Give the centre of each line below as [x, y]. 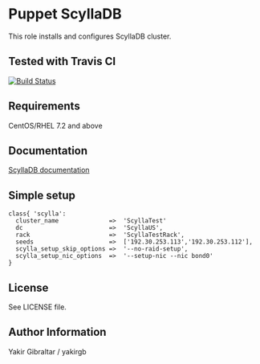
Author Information [57, 332]
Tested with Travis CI [62, 61]
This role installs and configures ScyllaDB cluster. [90, 36]
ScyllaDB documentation [49, 170]
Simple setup [42, 195]
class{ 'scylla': [37, 214]
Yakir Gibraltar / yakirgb [47, 351]
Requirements [44, 106]
